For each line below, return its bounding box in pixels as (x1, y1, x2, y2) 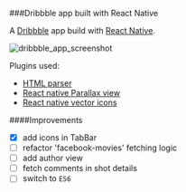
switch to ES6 (22, 173, 71, 184)
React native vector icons (22, 97, 117, 108)
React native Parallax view (22, 88, 120, 98)
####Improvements (9, 115, 83, 125)
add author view (22, 153, 83, 164)
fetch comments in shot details (22, 163, 138, 174)
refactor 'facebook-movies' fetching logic (22, 142, 178, 153)
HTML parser (22, 78, 72, 89)
